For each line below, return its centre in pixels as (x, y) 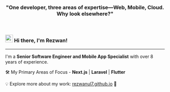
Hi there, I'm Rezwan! (41, 41)
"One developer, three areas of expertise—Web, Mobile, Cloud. (85, 7)
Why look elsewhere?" (85, 14)
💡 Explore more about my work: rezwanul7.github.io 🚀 (61, 84)
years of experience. (27, 62)
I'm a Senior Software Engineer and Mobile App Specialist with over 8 (79, 56)
